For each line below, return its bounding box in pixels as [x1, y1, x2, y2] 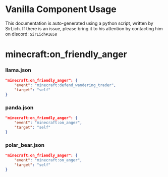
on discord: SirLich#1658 [5, 31, 57, 37]
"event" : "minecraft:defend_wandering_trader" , [14, 83, 116, 88]
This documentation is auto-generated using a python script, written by [5, 20, 154, 26]
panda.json [5, 104, 34, 111]
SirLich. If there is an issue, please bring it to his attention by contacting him [5, 25, 163, 31]
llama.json [5, 67, 32, 74]
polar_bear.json [5, 141, 44, 148]
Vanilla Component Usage [5, 4, 117, 15]
